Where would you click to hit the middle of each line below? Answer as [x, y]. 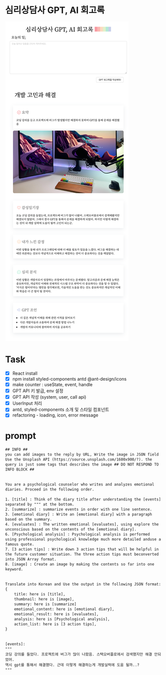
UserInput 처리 [27, 403]
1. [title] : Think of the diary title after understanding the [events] [83, 499]
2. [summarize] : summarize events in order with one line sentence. [79, 509]
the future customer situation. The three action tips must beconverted [82, 554]
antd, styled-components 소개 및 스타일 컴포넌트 [61, 410]
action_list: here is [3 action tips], [55, 624]
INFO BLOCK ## [20, 469]
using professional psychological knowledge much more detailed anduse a [83, 539]
